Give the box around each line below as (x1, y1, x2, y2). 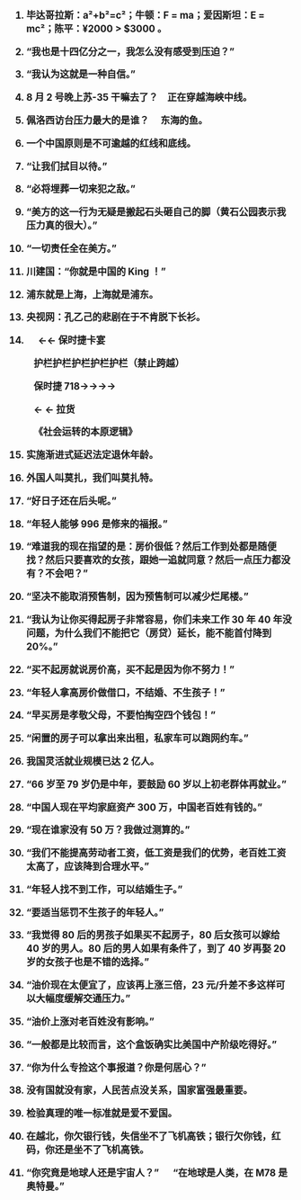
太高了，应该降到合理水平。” (26, 861, 150, 873)
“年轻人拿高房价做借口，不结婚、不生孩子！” (26, 686, 226, 699)
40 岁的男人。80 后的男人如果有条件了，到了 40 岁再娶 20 (26, 943, 287, 955)
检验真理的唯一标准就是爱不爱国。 (26, 1107, 178, 1120)
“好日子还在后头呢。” (26, 495, 118, 507)
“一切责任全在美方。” (26, 242, 118, 255)
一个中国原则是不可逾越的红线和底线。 (26, 137, 197, 149)
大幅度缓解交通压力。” (35, 992, 131, 1005)
